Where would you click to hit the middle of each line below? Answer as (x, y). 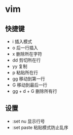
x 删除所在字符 (27, 54)
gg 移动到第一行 (29, 79)
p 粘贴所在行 (25, 72)
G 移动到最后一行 (30, 85)
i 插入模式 (22, 41)
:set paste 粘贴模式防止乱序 (40, 127)
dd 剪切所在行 (26, 60)
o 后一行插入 (25, 48)
